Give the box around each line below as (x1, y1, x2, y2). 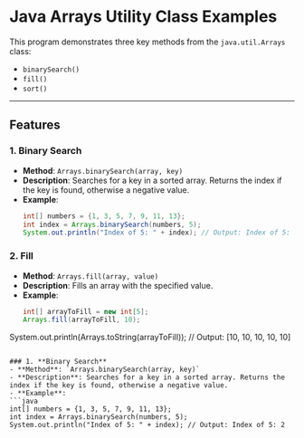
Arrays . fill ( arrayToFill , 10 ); (22, 315, 141, 325)
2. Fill (9, 250, 34, 262)
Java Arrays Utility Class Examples (9, 6, 278, 27)
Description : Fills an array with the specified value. (22, 280, 214, 290)
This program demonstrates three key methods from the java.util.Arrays (9, 36, 286, 47)
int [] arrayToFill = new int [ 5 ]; (22, 307, 149, 316)
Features (9, 118, 61, 133)
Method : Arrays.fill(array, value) (22, 270, 159, 281)
